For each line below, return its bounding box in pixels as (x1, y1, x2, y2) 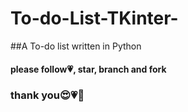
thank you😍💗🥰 (10, 88, 85, 102)
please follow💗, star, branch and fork (10, 63, 167, 75)
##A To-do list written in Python (10, 40, 142, 52)
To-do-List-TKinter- (10, 7, 179, 30)
